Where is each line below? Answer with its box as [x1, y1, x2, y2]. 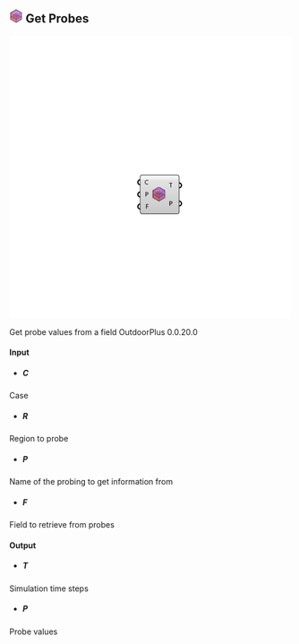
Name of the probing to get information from [9, 477, 173, 487]
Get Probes [25, 11, 90, 27]
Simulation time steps [9, 583, 90, 594]
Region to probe [9, 434, 69, 444]
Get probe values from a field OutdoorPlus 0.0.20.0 [9, 326, 199, 337]
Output [9, 539, 37, 551]
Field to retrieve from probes [9, 519, 115, 530]
